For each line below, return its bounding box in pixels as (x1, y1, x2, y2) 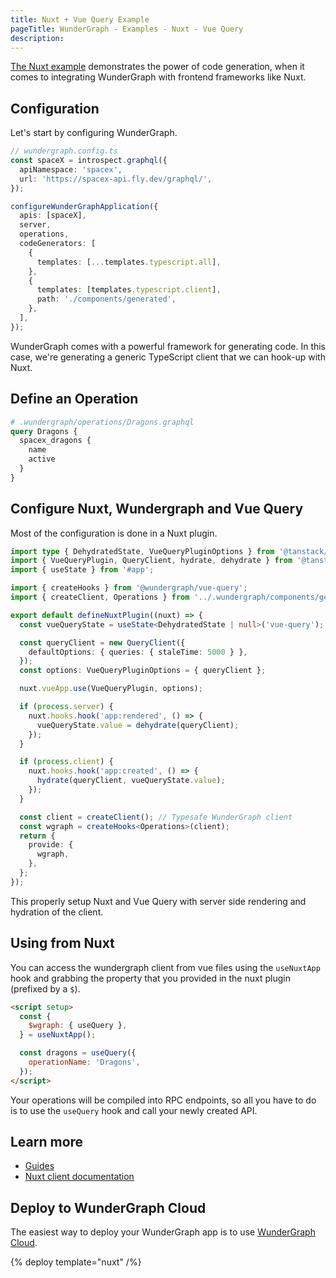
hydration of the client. (10, 906, 104, 918)
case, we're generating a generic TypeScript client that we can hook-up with (10, 351, 326, 363)
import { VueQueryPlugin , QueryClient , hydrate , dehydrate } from (10, 556, 293, 566)
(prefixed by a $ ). (10, 982, 81, 995)
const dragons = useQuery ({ (19, 1048, 137, 1058)
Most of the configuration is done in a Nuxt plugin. (10, 527, 218, 539)
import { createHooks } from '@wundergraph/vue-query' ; (10, 583, 248, 593)
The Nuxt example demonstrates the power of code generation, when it (10, 61, 305, 73)
